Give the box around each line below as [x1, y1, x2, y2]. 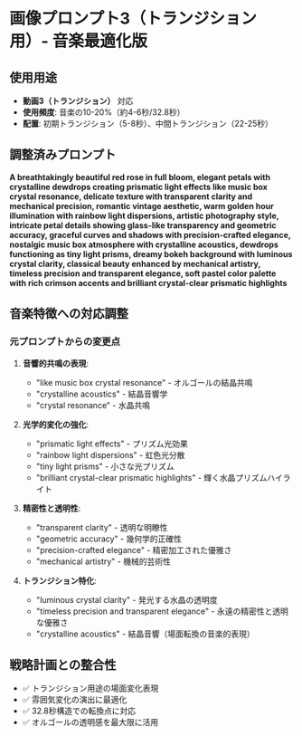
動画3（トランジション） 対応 [22, 96, 134, 106]
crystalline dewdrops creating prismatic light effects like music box [9, 181, 269, 192]
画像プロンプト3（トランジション [9, 8, 258, 29]
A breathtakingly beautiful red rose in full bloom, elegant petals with [9, 171, 271, 182]
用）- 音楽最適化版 [9, 31, 147, 52]
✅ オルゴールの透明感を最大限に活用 [22, 717, 159, 728]
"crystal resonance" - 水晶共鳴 [35, 399, 151, 410]
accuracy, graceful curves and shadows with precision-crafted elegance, [9, 229, 291, 240]
